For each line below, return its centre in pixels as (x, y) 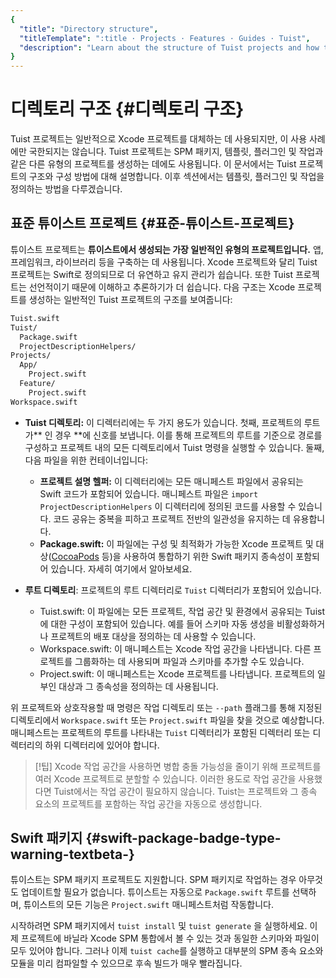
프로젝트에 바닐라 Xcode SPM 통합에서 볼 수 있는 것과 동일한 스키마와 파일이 (170, 938)
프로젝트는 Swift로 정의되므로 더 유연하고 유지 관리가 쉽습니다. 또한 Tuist (151, 274)
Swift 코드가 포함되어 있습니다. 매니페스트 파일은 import (149, 493)
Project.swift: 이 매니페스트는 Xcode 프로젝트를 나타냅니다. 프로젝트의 (177, 673)
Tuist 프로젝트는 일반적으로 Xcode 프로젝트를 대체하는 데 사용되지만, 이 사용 (159, 139)
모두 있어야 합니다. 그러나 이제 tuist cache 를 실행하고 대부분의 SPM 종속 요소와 (167, 951)
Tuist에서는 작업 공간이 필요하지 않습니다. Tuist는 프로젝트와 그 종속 (185, 791)
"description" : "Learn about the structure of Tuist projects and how (169, 47)
